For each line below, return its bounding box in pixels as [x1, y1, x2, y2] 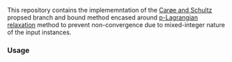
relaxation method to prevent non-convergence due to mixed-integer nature [7, 21, 225, 29]
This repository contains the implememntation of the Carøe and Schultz [7, 6, 212, 14]
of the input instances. [7, 28, 72, 36]
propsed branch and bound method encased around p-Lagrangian [7, 13, 199, 22]
